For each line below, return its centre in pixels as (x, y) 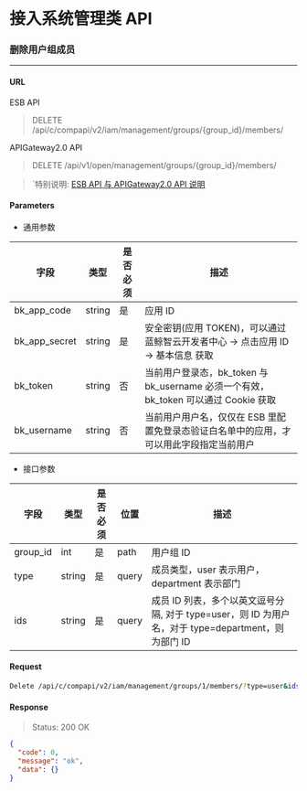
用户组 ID (171, 552)
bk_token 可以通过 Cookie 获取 (211, 400)
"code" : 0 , (38, 753)
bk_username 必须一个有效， (207, 386)
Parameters (32, 206)
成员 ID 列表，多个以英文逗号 (213, 600)
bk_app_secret (45, 341)
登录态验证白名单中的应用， (222, 431)
